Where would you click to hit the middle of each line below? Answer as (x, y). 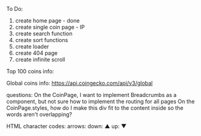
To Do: (15, 9)
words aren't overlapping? (39, 114)
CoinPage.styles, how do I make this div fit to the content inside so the (95, 108)
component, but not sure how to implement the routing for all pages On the (100, 101)
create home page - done (47, 20)
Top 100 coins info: (30, 71)
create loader (32, 46)
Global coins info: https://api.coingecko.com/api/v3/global (79, 83)
